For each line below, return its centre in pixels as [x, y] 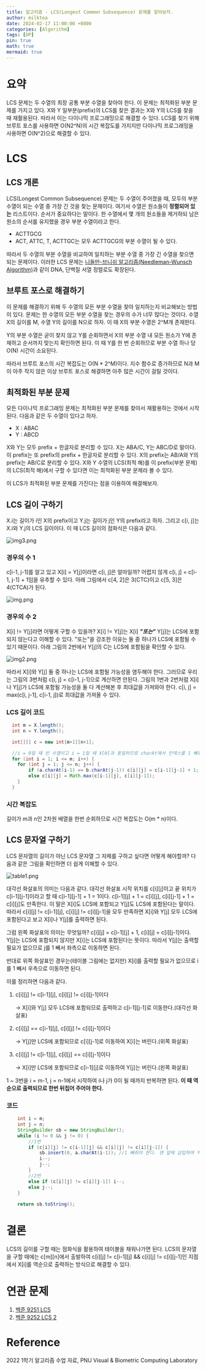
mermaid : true [25, 52]
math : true [20, 47]
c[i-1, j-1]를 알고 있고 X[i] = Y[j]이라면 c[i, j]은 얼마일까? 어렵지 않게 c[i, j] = [97, 572]
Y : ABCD [27, 435]
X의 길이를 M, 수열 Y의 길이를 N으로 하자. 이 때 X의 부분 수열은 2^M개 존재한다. [101, 322]
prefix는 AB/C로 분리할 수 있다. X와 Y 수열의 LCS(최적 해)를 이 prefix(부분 [95, 463]
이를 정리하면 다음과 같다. [37, 981]
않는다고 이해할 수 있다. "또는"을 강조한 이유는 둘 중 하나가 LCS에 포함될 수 [107, 639]
